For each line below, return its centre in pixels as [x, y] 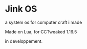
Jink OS [21, 9]
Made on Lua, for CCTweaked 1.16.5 [41, 32]
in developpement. [24, 41]
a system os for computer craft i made [43, 22]
